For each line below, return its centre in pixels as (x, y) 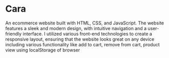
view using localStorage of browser (43, 50)
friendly (14, 34)
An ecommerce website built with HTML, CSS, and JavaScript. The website (85, 23)
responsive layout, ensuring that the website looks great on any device (80, 39)
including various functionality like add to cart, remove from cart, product (82, 44)
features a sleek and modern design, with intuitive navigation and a (76, 28)
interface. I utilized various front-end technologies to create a (88, 34)
